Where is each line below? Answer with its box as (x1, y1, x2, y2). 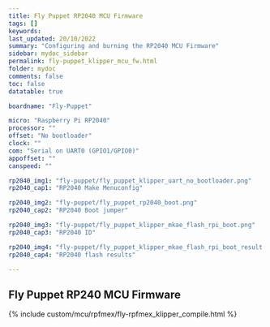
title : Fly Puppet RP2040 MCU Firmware (8, 11, 144, 20)
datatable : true (8, 87, 63, 96)
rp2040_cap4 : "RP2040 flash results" (8, 251, 136, 259)
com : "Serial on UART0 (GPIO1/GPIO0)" (8, 147, 139, 155)
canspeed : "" (8, 161, 53, 170)
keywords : (8, 27, 42, 35)
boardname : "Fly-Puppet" (8, 102, 92, 110)
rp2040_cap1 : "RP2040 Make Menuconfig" (8, 184, 144, 192)
